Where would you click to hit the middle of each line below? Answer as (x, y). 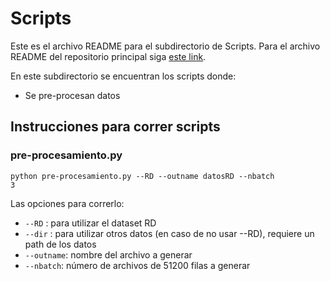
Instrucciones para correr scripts (115, 127)
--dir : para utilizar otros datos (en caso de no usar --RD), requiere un (169, 233)
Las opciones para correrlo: (67, 203)
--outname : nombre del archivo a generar (108, 254)
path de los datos (60, 244)
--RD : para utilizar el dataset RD (90, 223)
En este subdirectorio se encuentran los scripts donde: (123, 76)
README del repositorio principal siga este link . (108, 56)
